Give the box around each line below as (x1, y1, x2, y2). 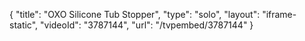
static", (9, 19, 39, 31)
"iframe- (262, 9, 297, 20)
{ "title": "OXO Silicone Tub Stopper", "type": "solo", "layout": (9, 9, 261, 20)
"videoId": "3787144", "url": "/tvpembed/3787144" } (40, 19, 254, 31)
